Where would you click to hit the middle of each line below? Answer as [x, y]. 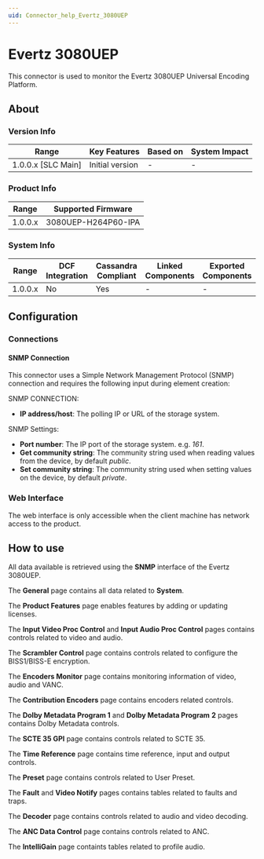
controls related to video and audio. [66, 638]
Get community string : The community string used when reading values [137, 453]
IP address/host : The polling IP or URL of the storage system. [119, 414]
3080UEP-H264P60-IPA [93, 222]
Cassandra [116, 265]
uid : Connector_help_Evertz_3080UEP [68, 15]
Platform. [23, 84]
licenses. [23, 614]
